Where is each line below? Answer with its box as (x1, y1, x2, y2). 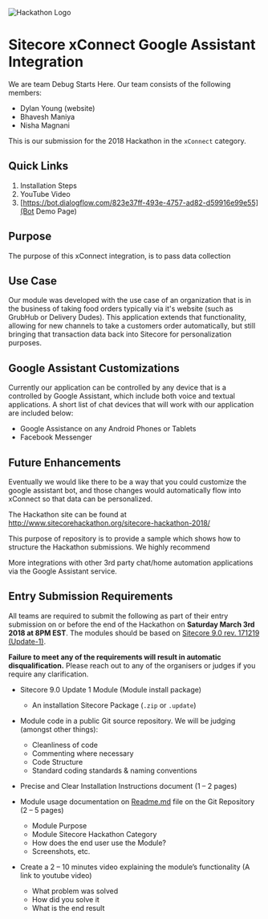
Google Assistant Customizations (8, 361, 181, 375)
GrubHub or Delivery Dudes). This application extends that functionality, (8, 312, 247, 322)
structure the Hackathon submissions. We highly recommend (8, 542, 210, 552)
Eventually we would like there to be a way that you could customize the (8, 477, 247, 486)
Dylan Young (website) (19, 103, 95, 112)
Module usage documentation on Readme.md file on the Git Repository (19, 796, 255, 807)
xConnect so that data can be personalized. (8, 494, 153, 504)
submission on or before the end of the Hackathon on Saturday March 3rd (8, 619, 255, 629)
